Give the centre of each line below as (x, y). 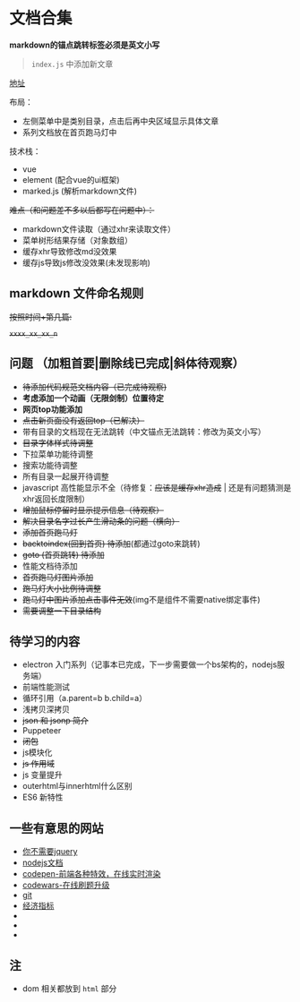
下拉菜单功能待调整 (58, 454)
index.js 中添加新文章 (72, 64)
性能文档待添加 (50, 566)
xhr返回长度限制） (56, 499)
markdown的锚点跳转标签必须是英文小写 (85, 45)
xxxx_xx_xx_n (34, 334)
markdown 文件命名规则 (77, 293)
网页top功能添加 (52, 409)
